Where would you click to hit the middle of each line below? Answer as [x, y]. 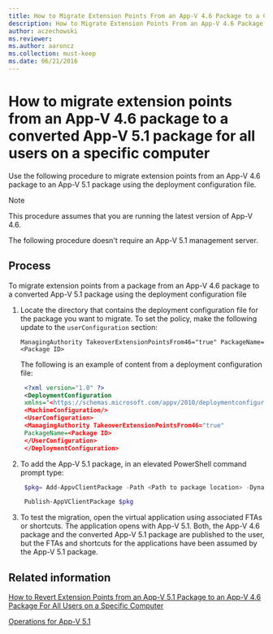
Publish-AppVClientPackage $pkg [79, 502]
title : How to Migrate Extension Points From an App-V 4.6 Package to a [134, 16]
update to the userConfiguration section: [89, 327]
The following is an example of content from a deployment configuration [141, 364]
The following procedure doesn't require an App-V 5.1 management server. [133, 240]
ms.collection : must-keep [52, 54]
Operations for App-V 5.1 [50, 622]
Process [30, 266]
